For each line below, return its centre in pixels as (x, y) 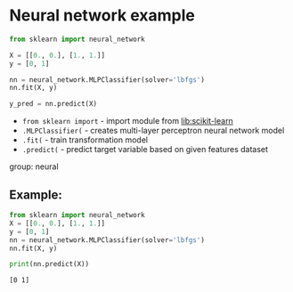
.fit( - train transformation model (85, 140)
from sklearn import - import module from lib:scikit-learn (127, 121)
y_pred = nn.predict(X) (53, 104)
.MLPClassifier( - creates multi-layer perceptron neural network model (153, 131)
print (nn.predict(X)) (49, 264)
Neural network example (102, 16)
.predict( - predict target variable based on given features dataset (145, 150)
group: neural (34, 166)
